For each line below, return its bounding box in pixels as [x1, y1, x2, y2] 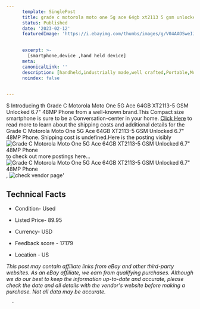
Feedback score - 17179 [14, 239, 73, 246]
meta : [21, 58, 36, 64]
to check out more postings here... [6, 153, 91, 160]
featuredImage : [21, 31, 60, 37]
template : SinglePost [21, 8, 76, 15]
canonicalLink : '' [21, 64, 68, 70]
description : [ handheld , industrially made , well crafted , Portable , [21, 69, 190, 75]
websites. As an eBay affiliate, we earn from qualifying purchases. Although [6, 269, 193, 276]
